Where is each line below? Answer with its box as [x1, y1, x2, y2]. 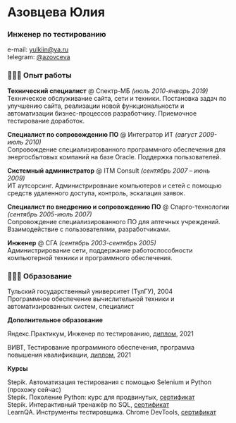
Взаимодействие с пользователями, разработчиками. [7, 225, 171, 233]
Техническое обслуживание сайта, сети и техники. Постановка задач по [7, 94, 227, 102]
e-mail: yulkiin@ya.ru [7, 45, 69, 54]
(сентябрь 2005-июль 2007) [7, 209, 92, 219]
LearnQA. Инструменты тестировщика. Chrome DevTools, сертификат [7, 408, 217, 417]
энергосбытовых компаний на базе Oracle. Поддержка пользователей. [7, 152, 222, 161]
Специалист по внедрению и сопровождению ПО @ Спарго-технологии [7, 202, 230, 211]
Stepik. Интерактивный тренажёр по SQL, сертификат [7, 400, 170, 409]
